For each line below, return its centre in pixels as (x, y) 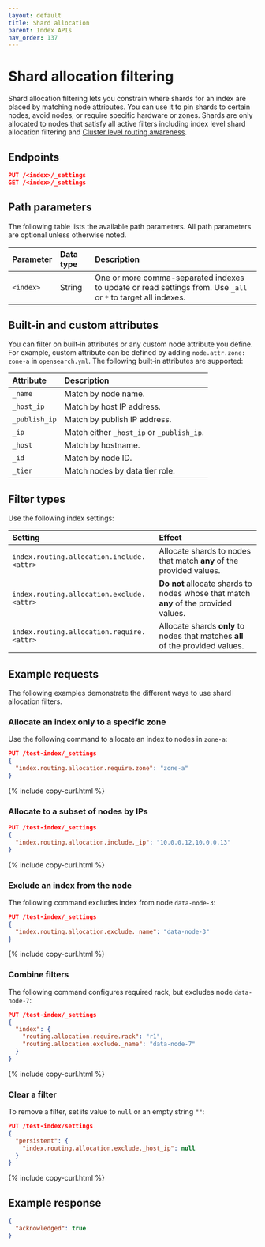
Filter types (37, 499)
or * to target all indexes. (140, 297)
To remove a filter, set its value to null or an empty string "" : (106, 1112)
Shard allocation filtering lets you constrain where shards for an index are (127, 99)
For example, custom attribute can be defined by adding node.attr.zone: (127, 353)
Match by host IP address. (112, 406)
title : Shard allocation (49, 23)
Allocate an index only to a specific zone (87, 722)
